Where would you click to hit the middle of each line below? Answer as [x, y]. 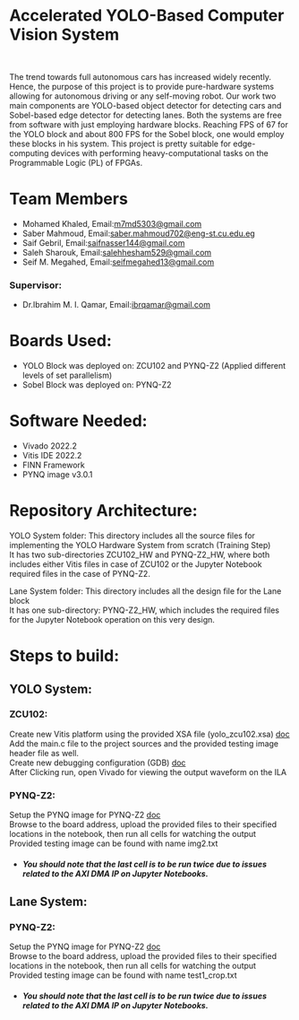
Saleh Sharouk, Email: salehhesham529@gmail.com [117, 252]
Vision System [64, 35]
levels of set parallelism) [67, 375]
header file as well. [44, 753]
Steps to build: [64, 656]
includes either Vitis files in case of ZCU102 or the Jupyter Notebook [136, 564]
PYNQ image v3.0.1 [57, 475]
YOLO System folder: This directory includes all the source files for [132, 536]
